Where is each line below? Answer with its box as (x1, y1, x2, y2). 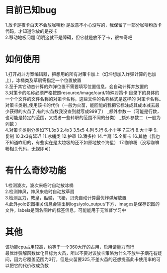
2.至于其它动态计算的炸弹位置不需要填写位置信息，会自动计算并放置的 (5, 83, 149, 90)
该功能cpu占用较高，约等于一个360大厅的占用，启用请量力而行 (5, 244, 135, 250)
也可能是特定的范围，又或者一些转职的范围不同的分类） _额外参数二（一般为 (5, 114, 161, 120)
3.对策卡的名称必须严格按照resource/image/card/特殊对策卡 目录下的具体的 (5, 90, 160, 95)
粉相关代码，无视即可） (5, 145, 53, 152)
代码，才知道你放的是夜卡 (5, 28, 58, 34)
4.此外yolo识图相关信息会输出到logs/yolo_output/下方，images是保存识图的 (5, 201, 160, 207)
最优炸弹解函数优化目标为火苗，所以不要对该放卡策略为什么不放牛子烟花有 (5, 250, 158, 256)
